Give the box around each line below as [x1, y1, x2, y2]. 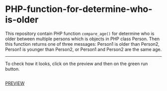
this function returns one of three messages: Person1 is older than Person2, [5, 41, 160, 47]
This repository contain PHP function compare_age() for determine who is [5, 30, 155, 36]
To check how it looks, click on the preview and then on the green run [5, 61, 148, 67]
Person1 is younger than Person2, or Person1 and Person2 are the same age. [5, 46, 162, 52]
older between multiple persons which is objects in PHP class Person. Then [5, 36, 160, 42]
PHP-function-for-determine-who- [5, 3, 153, 15]
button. [5, 66, 20, 72]
